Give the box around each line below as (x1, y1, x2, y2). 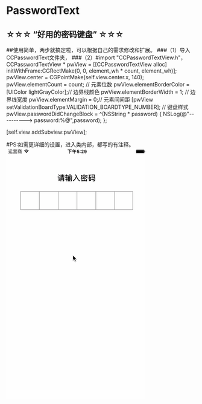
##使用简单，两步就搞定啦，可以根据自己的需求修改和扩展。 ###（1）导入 (6, 47, 191, 53)
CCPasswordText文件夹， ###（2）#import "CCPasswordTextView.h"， (6, 54, 186, 61)
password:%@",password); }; (34, 117, 107, 124)
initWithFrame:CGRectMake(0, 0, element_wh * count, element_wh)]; (6, 67, 177, 74)
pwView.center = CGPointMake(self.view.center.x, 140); (6, 74, 144, 80)
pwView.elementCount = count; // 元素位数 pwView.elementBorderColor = (6, 81, 190, 88)
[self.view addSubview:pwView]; (6, 128, 87, 135)
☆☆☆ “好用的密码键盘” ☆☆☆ (6, 29, 124, 39)
